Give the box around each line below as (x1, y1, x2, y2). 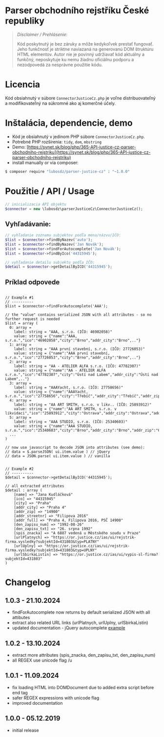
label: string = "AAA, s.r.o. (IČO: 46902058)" (14, 329, 112, 335)
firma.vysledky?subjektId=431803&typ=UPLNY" (5, 548, 97, 553)
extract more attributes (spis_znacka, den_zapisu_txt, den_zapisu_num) (12, 652, 156, 658)
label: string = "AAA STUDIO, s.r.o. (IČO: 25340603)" (14, 419, 128, 424)
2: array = (9, 360, 32, 365)
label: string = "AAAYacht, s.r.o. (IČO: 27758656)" (14, 385, 123, 390)
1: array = (9, 343, 32, 347)
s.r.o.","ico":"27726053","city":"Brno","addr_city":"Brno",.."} (5, 355, 141, 360)
